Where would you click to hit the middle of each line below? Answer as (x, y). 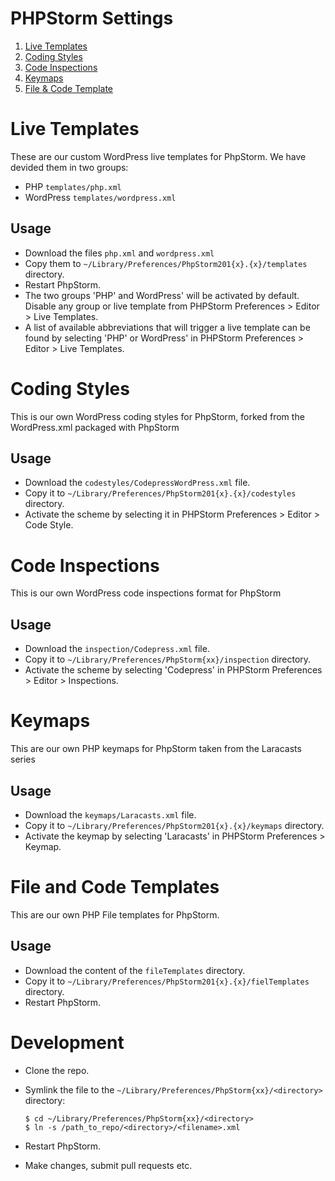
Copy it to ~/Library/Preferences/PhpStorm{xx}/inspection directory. (168, 659)
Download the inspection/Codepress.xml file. (117, 649)
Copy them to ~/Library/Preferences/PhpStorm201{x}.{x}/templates (166, 263)
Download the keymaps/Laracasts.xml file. (110, 814)
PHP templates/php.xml (73, 186)
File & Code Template (68, 88)
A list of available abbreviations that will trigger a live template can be (167, 327)
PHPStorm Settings (92, 18)
